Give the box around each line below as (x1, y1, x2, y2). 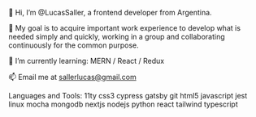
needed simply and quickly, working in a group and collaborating (8, 32, 225, 41)
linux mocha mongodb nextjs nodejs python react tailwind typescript (8, 99, 238, 109)
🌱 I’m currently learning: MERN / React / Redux (8, 56, 165, 65)
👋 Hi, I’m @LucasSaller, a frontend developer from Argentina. (8, 8, 213, 17)
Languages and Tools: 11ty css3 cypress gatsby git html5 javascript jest (8, 91, 248, 100)
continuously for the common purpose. (8, 40, 140, 50)
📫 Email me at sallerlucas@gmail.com (8, 73, 137, 81)
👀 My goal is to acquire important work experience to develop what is (8, 23, 241, 32)
